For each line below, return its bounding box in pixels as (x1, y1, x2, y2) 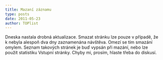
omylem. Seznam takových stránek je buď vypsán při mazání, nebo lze (5, 44, 148, 50)
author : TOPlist (5, 20, 38, 26)
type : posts (5, 12, 29, 17)
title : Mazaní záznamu (5, 7, 52, 12)
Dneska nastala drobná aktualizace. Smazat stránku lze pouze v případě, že (5, 34, 159, 40)
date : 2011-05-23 (5, 16, 41, 21)
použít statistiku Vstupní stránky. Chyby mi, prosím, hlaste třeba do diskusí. (5, 50, 157, 56)
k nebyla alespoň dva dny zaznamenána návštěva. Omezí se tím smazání (5, 40, 153, 45)
